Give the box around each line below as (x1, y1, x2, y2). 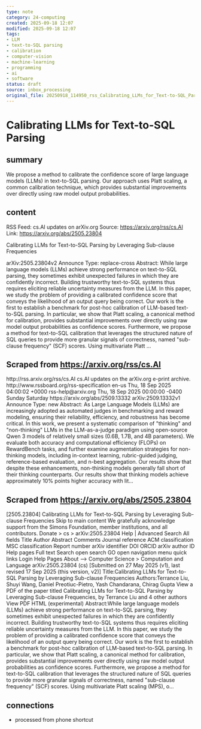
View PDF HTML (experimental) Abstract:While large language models (6, 600, 179, 607)
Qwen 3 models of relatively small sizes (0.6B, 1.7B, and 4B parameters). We (6, 433, 194, 440)
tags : (6, 31, 20, 37)
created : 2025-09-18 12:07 (6, 20, 74, 26)
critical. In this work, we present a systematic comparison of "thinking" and (6, 420, 191, 427)
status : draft (6, 82, 42, 88)
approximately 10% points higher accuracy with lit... (6, 478, 133, 485)
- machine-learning (6, 59, 55, 65)
